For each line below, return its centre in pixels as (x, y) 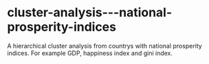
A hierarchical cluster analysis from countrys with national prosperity (105, 46)
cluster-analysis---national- (90, 13)
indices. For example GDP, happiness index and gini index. (90, 53)
